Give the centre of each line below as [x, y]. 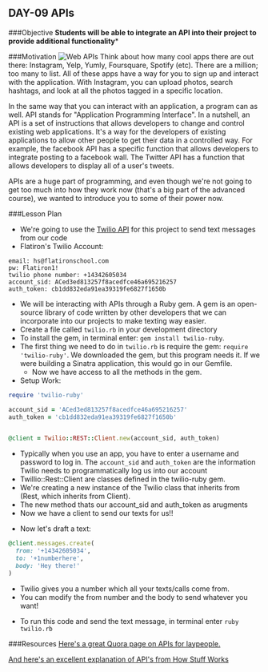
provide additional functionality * [64, 41]
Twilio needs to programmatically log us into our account [114, 471]
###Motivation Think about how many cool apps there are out [131, 56]
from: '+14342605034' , [53, 551]
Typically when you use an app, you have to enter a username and [129, 454]
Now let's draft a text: [56, 529]
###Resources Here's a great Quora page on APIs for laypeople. [114, 643]
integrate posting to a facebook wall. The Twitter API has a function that [127, 157]
